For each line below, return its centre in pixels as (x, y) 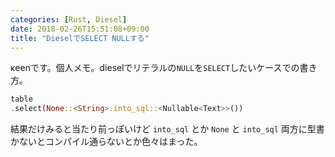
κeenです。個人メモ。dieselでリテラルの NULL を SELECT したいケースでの (155, 68)
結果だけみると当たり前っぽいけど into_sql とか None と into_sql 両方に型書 (167, 129)
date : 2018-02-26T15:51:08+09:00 (80, 29)
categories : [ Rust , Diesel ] (69, 19)
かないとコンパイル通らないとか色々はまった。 (106, 142)
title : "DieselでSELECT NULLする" (80, 38)
